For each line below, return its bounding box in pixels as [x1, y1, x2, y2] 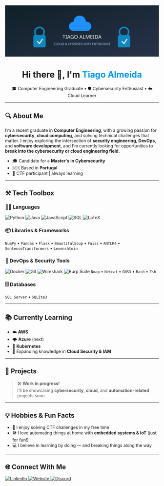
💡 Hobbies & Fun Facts [5, 411, 75, 420]
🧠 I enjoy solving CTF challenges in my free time [12, 424, 109, 430]
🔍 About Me [5, 112, 43, 120]
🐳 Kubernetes [12, 343, 41, 349]
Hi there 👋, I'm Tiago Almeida [21, 69, 143, 81]
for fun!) [12, 437, 29, 443]
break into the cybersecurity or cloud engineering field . [5, 148, 120, 154]
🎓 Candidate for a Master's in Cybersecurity [12, 158, 106, 163]
